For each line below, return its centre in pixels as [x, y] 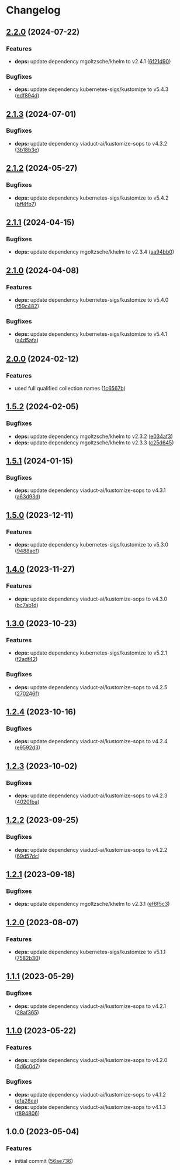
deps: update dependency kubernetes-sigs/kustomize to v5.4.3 [91, 89]
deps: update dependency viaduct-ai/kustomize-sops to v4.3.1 [90, 490]
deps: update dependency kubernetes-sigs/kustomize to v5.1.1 [90, 952]
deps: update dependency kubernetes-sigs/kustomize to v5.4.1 [91, 334]
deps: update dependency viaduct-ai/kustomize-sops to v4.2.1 [90, 1006]
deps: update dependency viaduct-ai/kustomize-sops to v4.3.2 [91, 143]
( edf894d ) [27, 96]
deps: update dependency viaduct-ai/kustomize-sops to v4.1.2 [90, 1094]
